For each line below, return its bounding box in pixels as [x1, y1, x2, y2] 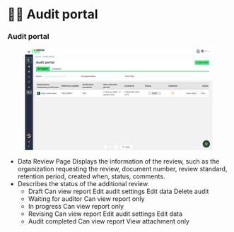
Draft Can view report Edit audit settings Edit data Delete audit [28, 187, 209, 196]
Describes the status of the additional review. [17, 180, 150, 188]
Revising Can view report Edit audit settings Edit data [28, 209, 182, 218]
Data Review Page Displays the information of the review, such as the [17, 157, 220, 166]
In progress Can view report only [28, 202, 124, 211]
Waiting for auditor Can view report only [28, 195, 145, 203]
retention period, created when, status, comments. [17, 172, 165, 181]
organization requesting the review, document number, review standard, [17, 165, 228, 173]
